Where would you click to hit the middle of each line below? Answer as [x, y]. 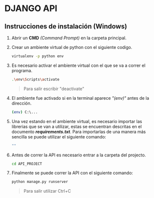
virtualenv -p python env [37, 56]
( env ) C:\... [25, 112]
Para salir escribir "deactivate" [54, 89]
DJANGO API [31, 8]
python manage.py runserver [40, 182]
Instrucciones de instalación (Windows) [66, 26]
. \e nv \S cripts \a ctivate [35, 79]
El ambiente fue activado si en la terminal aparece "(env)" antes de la [80, 98]
